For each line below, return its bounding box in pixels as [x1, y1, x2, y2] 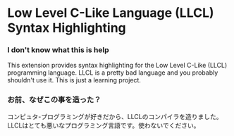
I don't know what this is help [7, 45, 109, 55]
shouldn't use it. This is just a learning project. [7, 76, 141, 85]
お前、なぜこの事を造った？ [7, 95, 101, 105]
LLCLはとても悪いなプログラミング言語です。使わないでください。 [7, 121, 200, 130]
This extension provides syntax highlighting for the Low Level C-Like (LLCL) [7, 61, 228, 70]
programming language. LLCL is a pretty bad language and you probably [7, 68, 218, 77]
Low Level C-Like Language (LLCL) [7, 5, 214, 21]
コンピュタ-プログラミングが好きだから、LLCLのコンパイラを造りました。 [7, 112, 223, 120]
